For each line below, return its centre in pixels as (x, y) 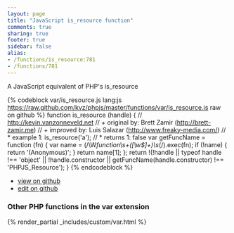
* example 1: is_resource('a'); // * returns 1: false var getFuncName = (106, 137)
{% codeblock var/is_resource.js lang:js (65, 100)
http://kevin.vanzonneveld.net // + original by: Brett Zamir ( (92, 122)
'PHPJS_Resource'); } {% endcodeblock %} (70, 167)
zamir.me (20, 130)
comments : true (30, 27)
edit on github (38, 188)
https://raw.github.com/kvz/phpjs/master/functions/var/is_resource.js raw (114, 107)
